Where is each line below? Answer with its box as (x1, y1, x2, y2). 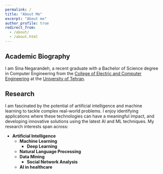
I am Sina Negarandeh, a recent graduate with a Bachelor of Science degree (5, 65, 159, 71)
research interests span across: (5, 123, 68, 129)
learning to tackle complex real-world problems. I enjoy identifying (5, 108, 139, 114)
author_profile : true (5, 20, 49, 26)
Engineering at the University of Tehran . (5, 76, 85, 81)
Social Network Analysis (26, 159, 78, 165)
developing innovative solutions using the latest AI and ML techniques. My (5, 118, 155, 124)
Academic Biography (5, 52, 70, 61)
